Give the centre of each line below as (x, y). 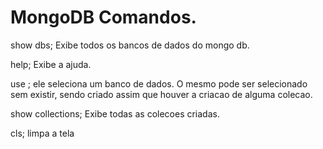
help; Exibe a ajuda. (51, 64)
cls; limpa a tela (42, 133)
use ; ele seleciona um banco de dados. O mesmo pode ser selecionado (159, 83)
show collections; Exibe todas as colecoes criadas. (115, 113)
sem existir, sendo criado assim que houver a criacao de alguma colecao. (161, 94)
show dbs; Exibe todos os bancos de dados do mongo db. (130, 45)
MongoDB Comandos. (103, 17)
